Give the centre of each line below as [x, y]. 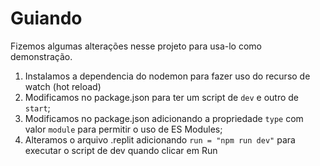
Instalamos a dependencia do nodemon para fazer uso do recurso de [167, 76]
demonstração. [41, 56]
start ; [37, 108]
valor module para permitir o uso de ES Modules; [123, 129]
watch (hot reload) [63, 86]
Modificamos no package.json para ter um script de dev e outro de [162, 97]
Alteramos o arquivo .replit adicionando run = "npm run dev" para [160, 139]
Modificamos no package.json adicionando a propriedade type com [164, 118]
